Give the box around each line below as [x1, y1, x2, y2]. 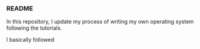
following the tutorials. [6, 24, 62, 31]
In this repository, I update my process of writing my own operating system [6, 18, 195, 25]
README [6, 4, 33, 13]
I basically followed [6, 36, 55, 44]
